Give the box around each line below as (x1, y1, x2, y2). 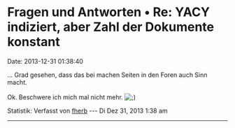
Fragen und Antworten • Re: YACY (7, 4, 210, 20)
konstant (7, 34, 61, 50)
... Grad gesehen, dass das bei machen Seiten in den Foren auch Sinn (7, 71, 208, 79)
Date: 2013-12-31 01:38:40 (7, 57, 84, 65)
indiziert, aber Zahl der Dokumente (7, 19, 215, 35)
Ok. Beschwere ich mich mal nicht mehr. (7, 92, 124, 101)
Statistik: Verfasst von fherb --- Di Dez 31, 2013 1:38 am (7, 106, 168, 115)
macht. (7, 78, 28, 86)
